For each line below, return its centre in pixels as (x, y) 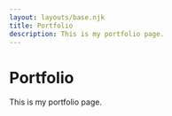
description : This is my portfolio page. (87, 34)
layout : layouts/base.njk (57, 17)
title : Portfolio (41, 26)
